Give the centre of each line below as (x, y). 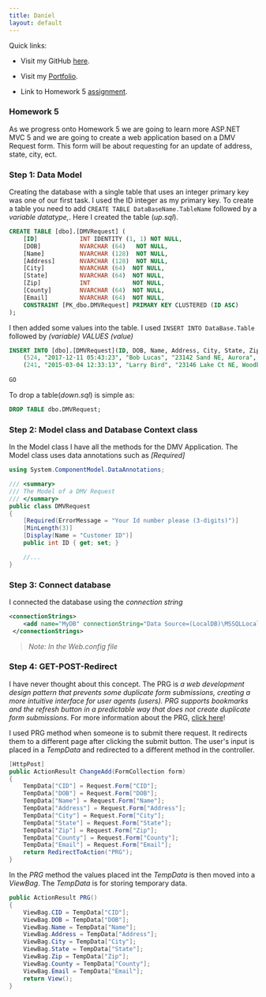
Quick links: (28, 45)
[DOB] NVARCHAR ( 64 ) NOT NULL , (96, 246)
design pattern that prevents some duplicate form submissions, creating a (130, 692)
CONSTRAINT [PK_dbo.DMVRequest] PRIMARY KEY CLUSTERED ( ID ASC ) (131, 305)
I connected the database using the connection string (96, 602)
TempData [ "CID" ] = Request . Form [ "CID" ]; (90, 786)
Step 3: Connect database (60, 584)
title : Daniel (32, 15)
